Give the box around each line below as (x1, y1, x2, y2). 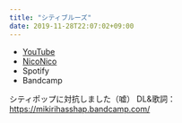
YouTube (22, 46, 56, 57)
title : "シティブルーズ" (9, 13, 92, 22)
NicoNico (22, 56, 57, 66)
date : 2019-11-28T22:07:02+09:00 (9, 22, 134, 31)
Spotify (22, 65, 49, 76)
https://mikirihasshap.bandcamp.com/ (9, 103, 151, 114)
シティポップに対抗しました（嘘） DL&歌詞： (9, 93, 177, 104)
